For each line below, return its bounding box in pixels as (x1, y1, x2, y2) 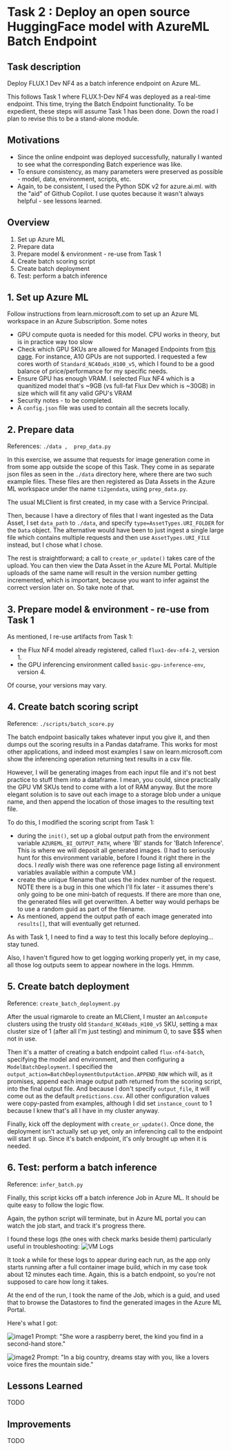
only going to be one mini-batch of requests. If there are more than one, (17, 890, 222, 898)
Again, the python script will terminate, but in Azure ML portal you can (7, 1214, 206, 1222)
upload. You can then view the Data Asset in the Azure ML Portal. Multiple (7, 561, 217, 570)
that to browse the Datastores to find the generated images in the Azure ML (7, 1298, 222, 1307)
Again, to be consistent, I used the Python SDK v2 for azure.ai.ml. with (17, 182, 217, 190)
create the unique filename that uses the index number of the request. (17, 875, 217, 883)
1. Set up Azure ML (7, 292, 89, 303)
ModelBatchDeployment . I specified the (7, 1063, 113, 1071)
